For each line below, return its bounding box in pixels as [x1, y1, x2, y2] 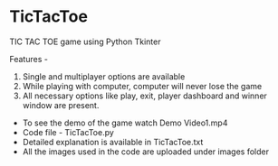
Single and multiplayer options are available [22, 70, 186, 82]
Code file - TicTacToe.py [22, 126, 115, 137]
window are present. [22, 99, 100, 110]
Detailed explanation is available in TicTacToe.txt [22, 136, 204, 147]
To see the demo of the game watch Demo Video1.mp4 [22, 117, 228, 128]
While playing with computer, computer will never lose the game [22, 80, 263, 91]
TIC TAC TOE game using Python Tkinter [9, 36, 161, 47]
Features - [9, 53, 48, 64]
